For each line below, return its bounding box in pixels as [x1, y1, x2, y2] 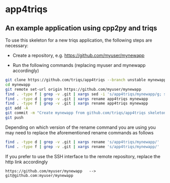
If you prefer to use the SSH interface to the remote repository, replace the [5, 153, 161, 159]
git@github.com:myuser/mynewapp [5, 173, 73, 178]
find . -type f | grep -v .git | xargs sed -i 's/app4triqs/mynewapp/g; [5, 91, 162, 97]
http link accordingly [5, 159, 48, 165]
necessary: [5, 43, 29, 49]
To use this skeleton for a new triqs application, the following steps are [5, 37, 153, 43]
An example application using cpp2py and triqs [5, 24, 157, 32]
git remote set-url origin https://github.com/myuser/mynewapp [5, 87, 142, 92]
